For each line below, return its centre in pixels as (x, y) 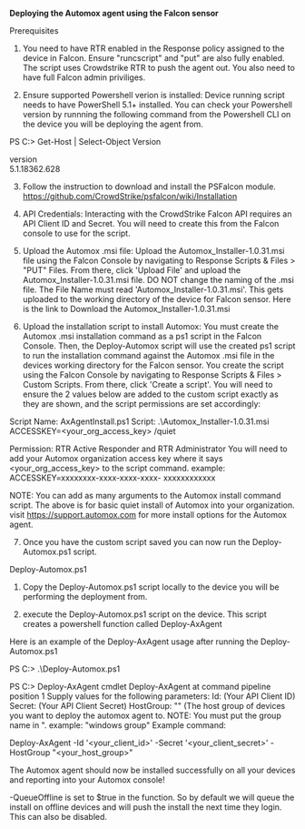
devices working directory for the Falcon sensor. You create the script (153, 365)
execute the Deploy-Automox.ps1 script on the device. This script (144, 614)
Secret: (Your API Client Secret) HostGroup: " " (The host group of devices (148, 706)
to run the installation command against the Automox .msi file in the (148, 355)
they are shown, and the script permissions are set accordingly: (142, 404)
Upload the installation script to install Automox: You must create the (151, 326)
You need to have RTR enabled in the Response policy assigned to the (153, 48)
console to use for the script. (76, 233)
